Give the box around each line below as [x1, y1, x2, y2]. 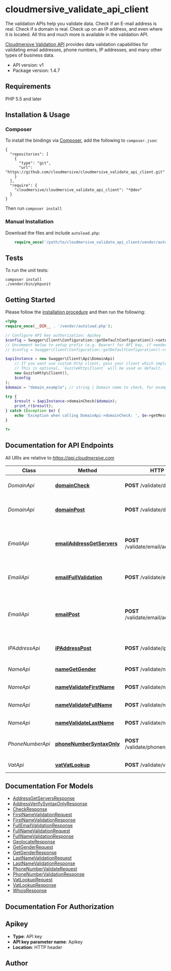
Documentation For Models [5, 782, 94, 790]
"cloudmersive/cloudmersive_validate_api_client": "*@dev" [14, 187, 142, 192]
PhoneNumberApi [8, 740, 50, 747]
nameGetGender [55, 665, 97, 672]
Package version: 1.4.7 [12, 67, 60, 74]
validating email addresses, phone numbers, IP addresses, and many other [5, 46, 162, 53]
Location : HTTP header [12, 944, 63, 950]
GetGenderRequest [12, 844, 53, 851]
